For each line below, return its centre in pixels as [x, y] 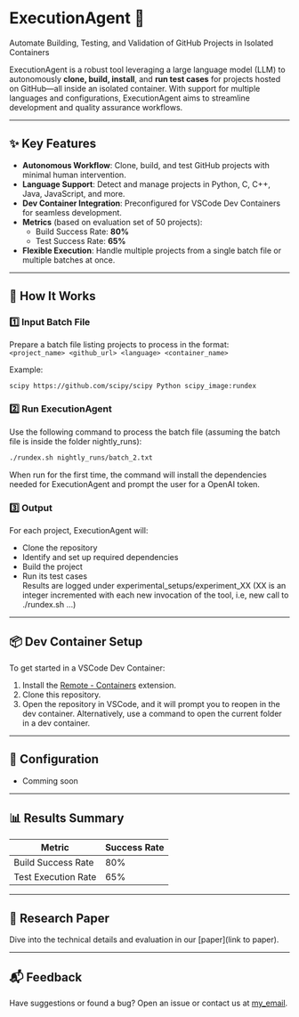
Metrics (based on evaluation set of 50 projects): [112, 222]
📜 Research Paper [59, 918]
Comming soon [50, 781]
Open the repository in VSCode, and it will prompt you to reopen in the [151, 704]
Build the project [52, 566]
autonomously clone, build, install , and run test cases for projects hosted [145, 78]
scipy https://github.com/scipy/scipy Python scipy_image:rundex [133, 386]
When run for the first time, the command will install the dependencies [138, 475]
